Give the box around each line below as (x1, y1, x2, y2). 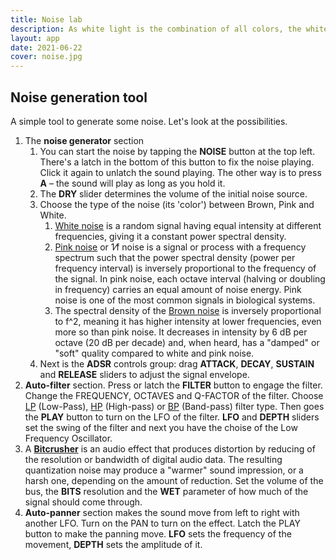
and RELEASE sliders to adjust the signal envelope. (39, 368, 250, 380)
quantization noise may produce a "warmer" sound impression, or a (24, 464, 304, 476)
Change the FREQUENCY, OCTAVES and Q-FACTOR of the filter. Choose (24, 389, 324, 401)
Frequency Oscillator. (24, 432, 113, 444)
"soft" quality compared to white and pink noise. (54, 347, 255, 359)
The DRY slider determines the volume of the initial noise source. (39, 187, 308, 200)
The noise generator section (24, 134, 145, 146)
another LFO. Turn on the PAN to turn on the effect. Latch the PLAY (24, 517, 301, 529)
